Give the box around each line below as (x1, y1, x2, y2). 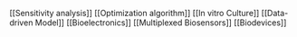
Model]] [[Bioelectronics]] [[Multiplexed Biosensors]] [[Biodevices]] (34, 17, 287, 28)
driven (9, 17, 34, 28)
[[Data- (261, 8, 289, 18)
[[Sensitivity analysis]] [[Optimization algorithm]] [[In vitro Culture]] (9, 8, 260, 18)
